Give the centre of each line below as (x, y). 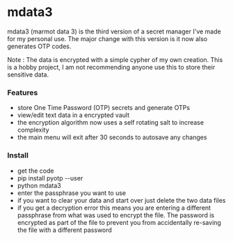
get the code (35, 171)
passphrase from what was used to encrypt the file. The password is (115, 215)
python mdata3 (39, 185)
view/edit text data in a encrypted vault (73, 115)
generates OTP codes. (39, 46)
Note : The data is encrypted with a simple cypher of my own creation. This (115, 59)
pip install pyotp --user (50, 178)
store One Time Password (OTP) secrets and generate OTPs (103, 108)
